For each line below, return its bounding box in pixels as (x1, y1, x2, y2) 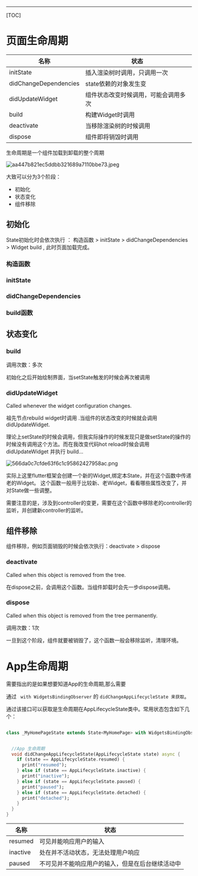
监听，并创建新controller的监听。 (6, 507, 87, 514)
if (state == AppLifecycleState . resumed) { (16, 757, 126, 763)
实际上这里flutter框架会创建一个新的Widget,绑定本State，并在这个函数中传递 (6, 472, 192, 479)
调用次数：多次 (6, 361, 42, 368)
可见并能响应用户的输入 (39, 838, 105, 846)
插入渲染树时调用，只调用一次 (85, 69, 169, 77)
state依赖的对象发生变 (85, 79, 147, 87)
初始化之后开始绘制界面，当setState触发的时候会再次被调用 (6, 374, 150, 381)
